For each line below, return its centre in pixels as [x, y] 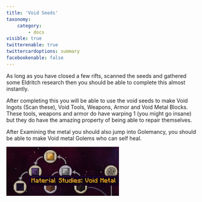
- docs [36, 32]
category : [30, 26]
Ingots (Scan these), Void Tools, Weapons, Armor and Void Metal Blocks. [97, 107]
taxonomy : [19, 19]
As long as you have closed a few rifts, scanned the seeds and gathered [96, 75]
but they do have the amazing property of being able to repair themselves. [99, 120]
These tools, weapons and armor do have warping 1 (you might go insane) [99, 113]
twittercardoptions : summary [43, 52]
